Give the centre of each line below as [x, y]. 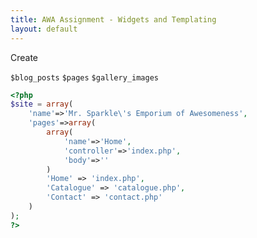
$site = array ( [42, 104]
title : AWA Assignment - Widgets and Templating [113, 19]
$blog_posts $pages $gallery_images [84, 77]
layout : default [44, 29]
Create [24, 57]
